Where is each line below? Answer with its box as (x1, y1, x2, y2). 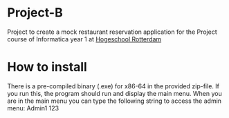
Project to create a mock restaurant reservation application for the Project (7, 28, 218, 36)
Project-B (7, 5, 64, 21)
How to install (7, 59, 88, 75)
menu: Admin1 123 (7, 104, 59, 112)
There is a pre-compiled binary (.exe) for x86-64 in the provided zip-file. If (7, 81, 220, 90)
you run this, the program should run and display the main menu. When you (7, 89, 223, 97)
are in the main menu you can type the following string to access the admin (7, 97, 222, 105)
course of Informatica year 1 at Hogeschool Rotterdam (7, 35, 162, 43)
